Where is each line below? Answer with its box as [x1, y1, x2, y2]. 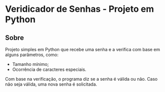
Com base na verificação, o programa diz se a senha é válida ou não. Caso [5, 76, 158, 82]
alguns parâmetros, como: [5, 52, 59, 58]
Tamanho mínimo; [12, 61, 49, 67]
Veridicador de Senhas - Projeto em [5, 3, 154, 15]
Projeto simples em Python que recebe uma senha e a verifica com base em [5, 47, 161, 52]
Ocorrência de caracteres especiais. [12, 66, 86, 72]
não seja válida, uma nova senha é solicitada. [5, 81, 97, 87]
